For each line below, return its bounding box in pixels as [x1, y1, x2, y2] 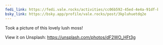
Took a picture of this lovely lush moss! [5, 25, 83, 30]
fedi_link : [5, 7, 27, 12]
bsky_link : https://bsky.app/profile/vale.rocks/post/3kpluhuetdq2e [5, 12, 147, 16]
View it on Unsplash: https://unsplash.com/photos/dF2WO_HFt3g [5, 34, 136, 40]
